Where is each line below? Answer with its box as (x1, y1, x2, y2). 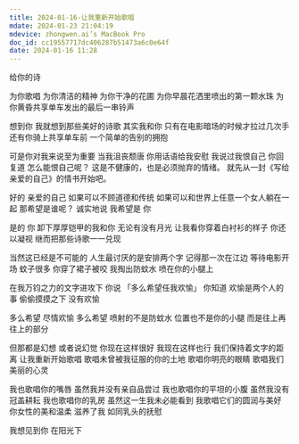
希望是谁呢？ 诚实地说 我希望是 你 (26, 203, 152, 214)
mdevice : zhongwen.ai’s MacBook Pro (9, 29, 145, 38)
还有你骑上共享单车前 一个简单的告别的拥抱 (9, 132, 168, 143)
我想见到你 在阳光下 (9, 425, 82, 436)
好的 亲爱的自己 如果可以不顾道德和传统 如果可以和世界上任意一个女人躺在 (9, 193, 282, 203)
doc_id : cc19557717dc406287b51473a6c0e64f (9, 37, 170, 47)
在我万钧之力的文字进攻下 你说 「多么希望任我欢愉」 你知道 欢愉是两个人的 (9, 283, 284, 293)
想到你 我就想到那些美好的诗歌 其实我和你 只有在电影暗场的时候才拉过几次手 (9, 121, 290, 132)
